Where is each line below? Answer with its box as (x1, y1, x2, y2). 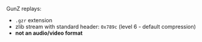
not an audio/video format (15, 29, 83, 37)
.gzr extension (15, 17, 53, 23)
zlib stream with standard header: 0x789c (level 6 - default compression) (15, 23, 197, 30)
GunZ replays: (6, 5, 41, 12)
